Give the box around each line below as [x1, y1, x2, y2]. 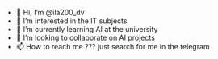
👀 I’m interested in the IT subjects [15, 16, 128, 26]
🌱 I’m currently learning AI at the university [15, 25, 158, 33]
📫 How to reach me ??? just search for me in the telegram [15, 42, 210, 51]
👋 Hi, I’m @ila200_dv [15, 8, 85, 17]
